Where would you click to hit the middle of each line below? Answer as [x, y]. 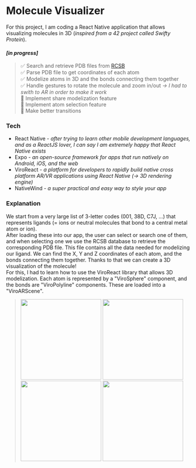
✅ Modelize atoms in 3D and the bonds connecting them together [100, 79]
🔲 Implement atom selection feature [63, 105]
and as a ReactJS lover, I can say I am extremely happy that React [95, 145]
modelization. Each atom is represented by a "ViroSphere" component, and [97, 278]
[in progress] [22, 53]
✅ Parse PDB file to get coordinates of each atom [80, 73]
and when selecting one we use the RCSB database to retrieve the [86, 241]
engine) [24, 182]
